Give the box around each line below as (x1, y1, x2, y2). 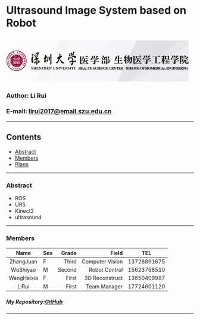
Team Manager (86, 282, 123, 290)
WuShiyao (11, 266, 36, 274)
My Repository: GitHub (6, 298, 63, 305)
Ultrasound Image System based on (6, 4, 186, 17)
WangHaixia (8, 275, 39, 282)
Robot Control (89, 266, 123, 274)
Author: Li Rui (6, 91, 46, 100)
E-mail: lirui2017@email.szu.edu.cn (6, 107, 112, 116)
